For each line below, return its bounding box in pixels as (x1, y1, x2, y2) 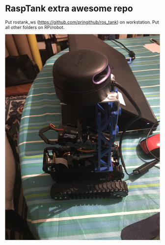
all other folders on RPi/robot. (5, 24, 65, 30)
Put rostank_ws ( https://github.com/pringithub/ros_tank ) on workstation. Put (5, 19, 160, 25)
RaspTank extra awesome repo (5, 3, 134, 14)
